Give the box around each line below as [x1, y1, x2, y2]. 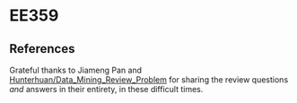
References [9, 41, 75, 56]
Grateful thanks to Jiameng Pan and [9, 64, 142, 75]
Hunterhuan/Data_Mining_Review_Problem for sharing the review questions [9, 74, 289, 85]
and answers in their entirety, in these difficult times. [9, 84, 204, 94]
